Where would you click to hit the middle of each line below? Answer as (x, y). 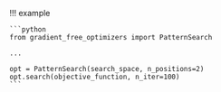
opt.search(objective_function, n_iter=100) (95, 77)
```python (28, 30)
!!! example (30, 13)
